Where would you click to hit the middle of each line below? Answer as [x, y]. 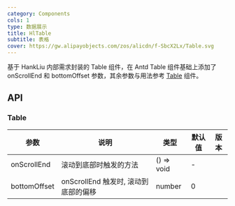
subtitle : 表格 [28, 40]
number [169, 186]
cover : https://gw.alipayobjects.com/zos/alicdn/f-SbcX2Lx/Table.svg [111, 46]
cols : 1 [19, 20]
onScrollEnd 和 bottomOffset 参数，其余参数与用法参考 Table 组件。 [105, 75]
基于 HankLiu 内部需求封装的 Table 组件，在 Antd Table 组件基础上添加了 [112, 67]
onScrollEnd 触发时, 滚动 [101, 181]
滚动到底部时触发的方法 [100, 165]
